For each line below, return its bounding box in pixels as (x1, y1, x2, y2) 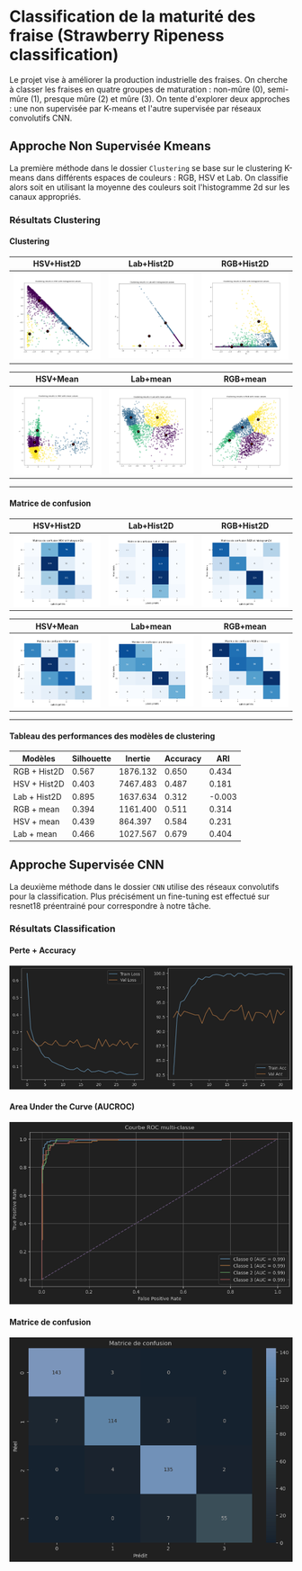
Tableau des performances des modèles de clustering (9, 731, 216, 741)
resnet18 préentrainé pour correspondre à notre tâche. (9, 900, 211, 911)
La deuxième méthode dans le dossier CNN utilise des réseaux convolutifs (9, 881, 280, 892)
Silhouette (71, 753, 112, 764)
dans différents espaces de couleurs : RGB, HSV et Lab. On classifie (36, 172, 289, 183)
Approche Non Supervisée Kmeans (9, 139, 211, 154)
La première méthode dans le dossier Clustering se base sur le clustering (9, 162, 283, 173)
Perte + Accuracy (9, 945, 76, 956)
